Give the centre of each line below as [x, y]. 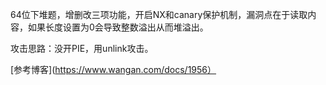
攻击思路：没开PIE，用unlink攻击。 [82, 48]
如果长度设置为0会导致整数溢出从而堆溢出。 [118, 27]
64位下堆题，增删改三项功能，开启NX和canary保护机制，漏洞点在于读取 [159, 14]
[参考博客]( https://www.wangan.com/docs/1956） [113, 69]
